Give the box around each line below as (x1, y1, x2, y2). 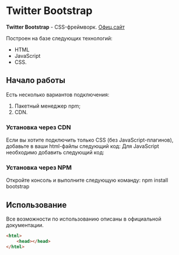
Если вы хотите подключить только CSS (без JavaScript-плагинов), (6, 136, 174, 144)
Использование (6, 200, 67, 210)
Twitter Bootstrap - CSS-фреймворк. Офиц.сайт (6, 23, 125, 30)
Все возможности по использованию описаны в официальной (6, 215, 162, 223)
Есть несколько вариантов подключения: (6, 91, 110, 98)
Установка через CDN (6, 123, 71, 131)
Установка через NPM (6, 163, 72, 171)
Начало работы (6, 75, 66, 85)
